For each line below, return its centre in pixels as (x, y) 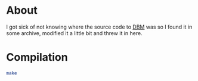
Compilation (37, 57)
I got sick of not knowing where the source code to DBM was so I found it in (99, 27)
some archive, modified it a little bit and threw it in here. (74, 33)
